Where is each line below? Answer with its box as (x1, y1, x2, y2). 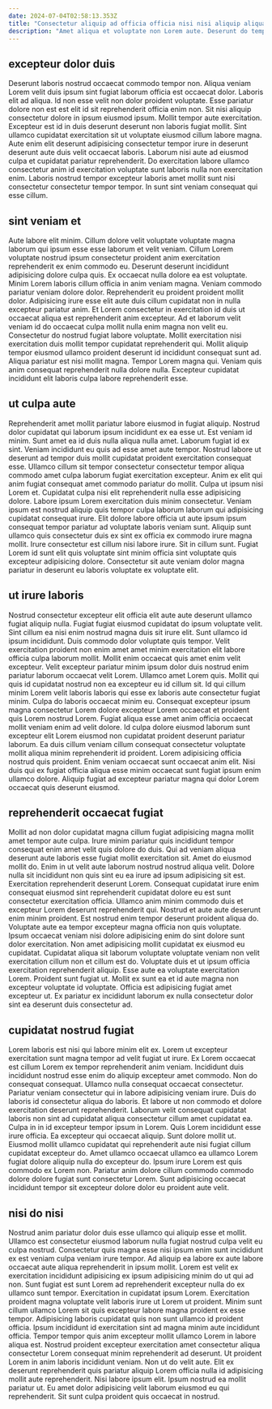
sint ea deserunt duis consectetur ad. (8, 999, 134, 1010)
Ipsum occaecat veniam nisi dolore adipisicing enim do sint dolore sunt (8, 930, 245, 941)
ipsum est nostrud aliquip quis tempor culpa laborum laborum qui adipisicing (8, 505, 264, 514)
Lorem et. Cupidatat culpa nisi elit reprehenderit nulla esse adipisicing (8, 488, 241, 497)
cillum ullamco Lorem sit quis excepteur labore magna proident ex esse (8, 1305, 246, 1315)
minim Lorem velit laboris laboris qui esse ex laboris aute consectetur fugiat (8, 687, 261, 698)
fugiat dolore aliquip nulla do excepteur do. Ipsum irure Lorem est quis (8, 1157, 243, 1166)
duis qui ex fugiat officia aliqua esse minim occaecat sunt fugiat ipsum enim (8, 765, 261, 775)
